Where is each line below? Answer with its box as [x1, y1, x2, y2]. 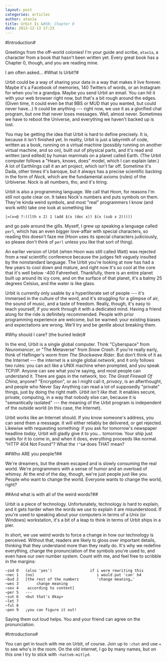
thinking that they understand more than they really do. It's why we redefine [5, 543, 161, 549]
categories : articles [5, 12, 50, 17]
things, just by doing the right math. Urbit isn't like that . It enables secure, [5, 389, 156, 395]
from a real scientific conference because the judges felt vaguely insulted [5, 254, 157, 260]
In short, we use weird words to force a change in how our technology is [5, 532, 154, 538]
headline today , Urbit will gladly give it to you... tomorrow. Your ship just [5, 430, 153, 437]
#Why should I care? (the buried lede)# [5, 331, 86, 337]
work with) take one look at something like [5, 205, 92, 211]
